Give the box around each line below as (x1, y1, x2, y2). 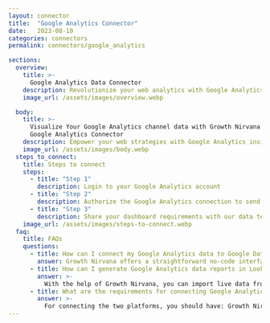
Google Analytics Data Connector (29, 78, 142, 87)
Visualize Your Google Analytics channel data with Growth (29, 123, 231, 131)
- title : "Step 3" (29, 205, 92, 213)
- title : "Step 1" (29, 175, 92, 183)
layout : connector (8, 11, 70, 20)
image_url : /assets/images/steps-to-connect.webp (22, 220, 193, 228)
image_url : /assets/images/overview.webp (22, 93, 163, 101)
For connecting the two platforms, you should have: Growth (43, 302, 250, 310)
